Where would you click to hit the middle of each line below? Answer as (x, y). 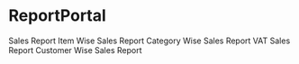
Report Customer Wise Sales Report (75, 50)
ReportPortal (58, 16)
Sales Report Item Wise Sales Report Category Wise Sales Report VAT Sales (149, 41)
